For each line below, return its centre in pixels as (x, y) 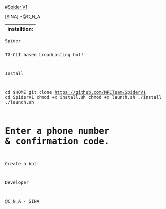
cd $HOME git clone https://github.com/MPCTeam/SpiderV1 (76, 92)
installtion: (20, 29)
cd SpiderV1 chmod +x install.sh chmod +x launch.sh (70, 97)
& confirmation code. (57, 141)
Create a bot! (22, 164)
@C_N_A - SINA (22, 201)
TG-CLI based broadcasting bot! (44, 55)
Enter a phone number (57, 131)
